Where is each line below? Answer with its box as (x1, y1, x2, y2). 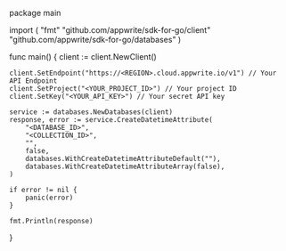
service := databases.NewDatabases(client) (9, 108, 174, 117)
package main (9, 8, 61, 18)
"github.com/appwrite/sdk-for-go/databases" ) (9, 35, 182, 45)
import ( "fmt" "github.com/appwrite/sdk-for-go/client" (9, 25, 211, 35)
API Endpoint (9, 77, 58, 85)
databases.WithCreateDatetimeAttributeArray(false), (25, 162, 225, 171)
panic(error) (25, 193, 74, 202)
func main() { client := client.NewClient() (9, 52, 158, 61)
